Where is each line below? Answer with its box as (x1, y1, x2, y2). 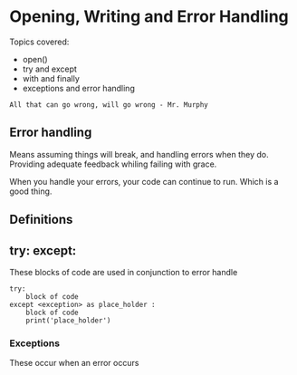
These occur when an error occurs (9, 358, 139, 369)
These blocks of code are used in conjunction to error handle (9, 266, 238, 277)
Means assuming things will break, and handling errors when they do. (9, 149, 269, 159)
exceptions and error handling (22, 82, 136, 93)
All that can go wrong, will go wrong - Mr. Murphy (9, 100, 208, 110)
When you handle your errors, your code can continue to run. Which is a (9, 176, 279, 187)
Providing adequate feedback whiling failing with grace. (9, 159, 217, 169)
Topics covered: (9, 36, 70, 47)
